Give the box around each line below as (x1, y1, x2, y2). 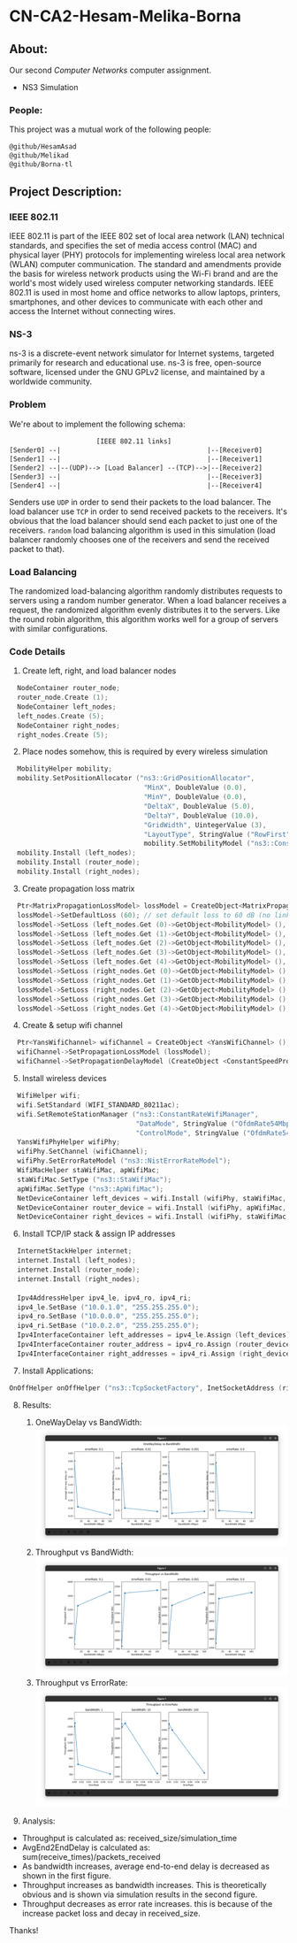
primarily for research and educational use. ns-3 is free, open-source (9, 357, 263, 368)
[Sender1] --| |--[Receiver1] (9, 454, 263, 464)
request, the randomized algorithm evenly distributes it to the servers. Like (9, 604, 281, 615)
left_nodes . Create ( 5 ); (17, 711, 104, 720)
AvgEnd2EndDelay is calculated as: (21, 1842, 150, 1853)
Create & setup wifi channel (21, 1020, 124, 1031)
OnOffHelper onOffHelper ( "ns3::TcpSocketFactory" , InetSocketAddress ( (9, 1383, 283, 1393)
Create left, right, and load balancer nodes (21, 665, 177, 676)
